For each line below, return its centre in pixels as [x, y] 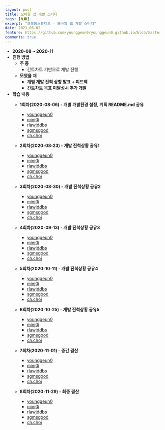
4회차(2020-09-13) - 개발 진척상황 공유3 [60, 227]
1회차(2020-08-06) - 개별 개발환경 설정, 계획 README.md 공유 [82, 105]
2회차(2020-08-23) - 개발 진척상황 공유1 [59, 145]
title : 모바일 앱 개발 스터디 [31, 14]
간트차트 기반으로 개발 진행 [53, 69]
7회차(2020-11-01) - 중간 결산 [49, 350]
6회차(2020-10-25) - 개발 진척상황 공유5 [59, 309]
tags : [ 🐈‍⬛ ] [17, 19]
